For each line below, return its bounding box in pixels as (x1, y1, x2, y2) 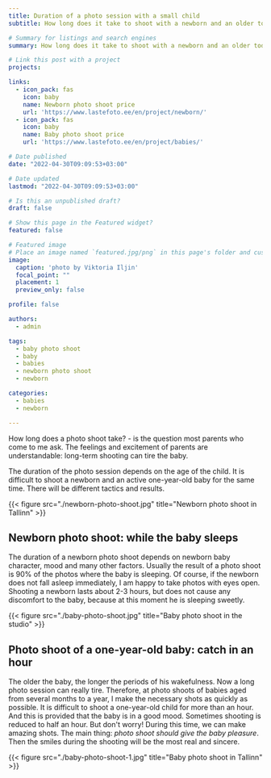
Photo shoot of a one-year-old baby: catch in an (8, 642, 254, 656)
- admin (15, 322, 42, 331)
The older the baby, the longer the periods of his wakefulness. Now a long (8, 677, 255, 687)
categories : (8, 389, 48, 397)
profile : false (8, 300, 60, 309)
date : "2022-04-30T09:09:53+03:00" (8, 160, 128, 168)
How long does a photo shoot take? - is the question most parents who (8, 433, 244, 443)
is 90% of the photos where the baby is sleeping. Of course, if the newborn (8, 570, 260, 579)
